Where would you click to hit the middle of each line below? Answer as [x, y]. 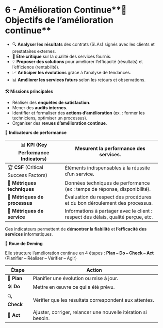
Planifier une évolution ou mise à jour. [76, 278]
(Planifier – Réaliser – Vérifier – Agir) [41, 258]
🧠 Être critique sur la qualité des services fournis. [62, 56]
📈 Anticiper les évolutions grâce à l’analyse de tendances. [72, 72]
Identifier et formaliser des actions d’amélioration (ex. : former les [78, 113]
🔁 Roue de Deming [24, 243]
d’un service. [80, 174]
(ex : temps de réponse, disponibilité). [108, 189]
